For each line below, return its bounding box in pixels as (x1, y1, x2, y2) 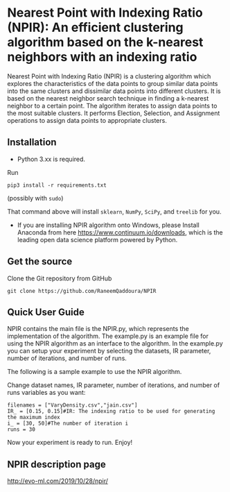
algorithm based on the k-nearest (7, 35, 204, 50)
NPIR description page (7, 458, 106, 470)
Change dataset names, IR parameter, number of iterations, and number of (7, 381, 220, 389)
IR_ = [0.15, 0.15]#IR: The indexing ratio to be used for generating (7, 408, 215, 415)
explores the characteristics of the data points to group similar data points (7, 79, 218, 87)
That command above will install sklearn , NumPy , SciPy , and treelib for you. (7, 207, 222, 216)
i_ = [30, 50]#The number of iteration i (7, 420, 129, 427)
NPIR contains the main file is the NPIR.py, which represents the (7, 325, 189, 333)
